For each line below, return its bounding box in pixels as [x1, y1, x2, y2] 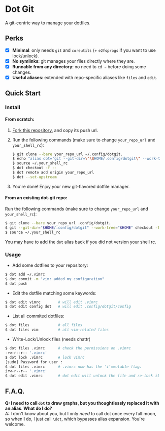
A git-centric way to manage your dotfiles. [5, 20, 91, 26]
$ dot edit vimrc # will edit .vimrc [5, 300, 98, 304]
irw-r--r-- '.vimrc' [5, 369, 48, 374]
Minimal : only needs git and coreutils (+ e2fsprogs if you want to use [12, 47, 156, 53]
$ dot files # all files [5, 323, 83, 328]
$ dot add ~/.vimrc [5, 272, 45, 277]
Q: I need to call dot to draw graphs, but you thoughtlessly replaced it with [5, 400, 159, 406]
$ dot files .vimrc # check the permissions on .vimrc [5, 346, 132, 351]
